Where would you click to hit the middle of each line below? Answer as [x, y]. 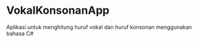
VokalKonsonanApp [58, 10]
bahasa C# [20, 33]
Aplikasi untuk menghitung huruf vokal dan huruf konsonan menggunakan [99, 27]
